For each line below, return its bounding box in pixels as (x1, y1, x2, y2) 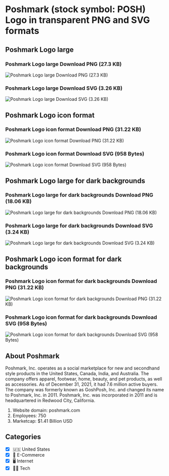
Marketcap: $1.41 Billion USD (12, 418, 73, 424)
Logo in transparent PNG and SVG (5, 14, 150, 26)
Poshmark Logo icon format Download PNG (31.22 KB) (5, 126, 142, 133)
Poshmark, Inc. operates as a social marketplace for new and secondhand (5, 365, 160, 371)
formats (5, 25, 39, 36)
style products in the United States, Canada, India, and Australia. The (5, 370, 149, 376)
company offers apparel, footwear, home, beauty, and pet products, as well (5, 376, 162, 382)
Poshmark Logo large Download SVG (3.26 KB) (5, 85, 123, 92)
